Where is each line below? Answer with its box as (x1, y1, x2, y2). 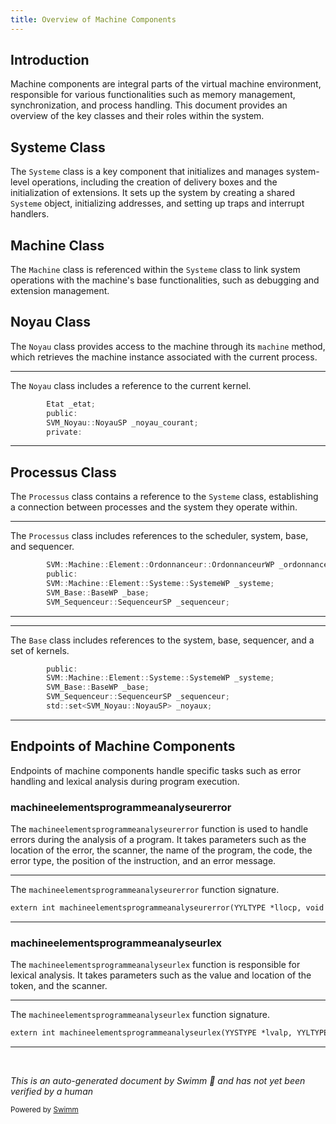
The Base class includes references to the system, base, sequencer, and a (10, 634, 315, 646)
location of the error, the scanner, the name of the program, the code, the (10, 844, 313, 856)
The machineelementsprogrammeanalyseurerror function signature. (10, 884, 280, 896)
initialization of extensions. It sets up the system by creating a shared (10, 187, 295, 199)
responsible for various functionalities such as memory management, (10, 89, 296, 101)
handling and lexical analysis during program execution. (10, 775, 240, 787)
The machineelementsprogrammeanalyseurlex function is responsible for (10, 959, 301, 971)
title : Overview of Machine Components (10, 14, 177, 25)
